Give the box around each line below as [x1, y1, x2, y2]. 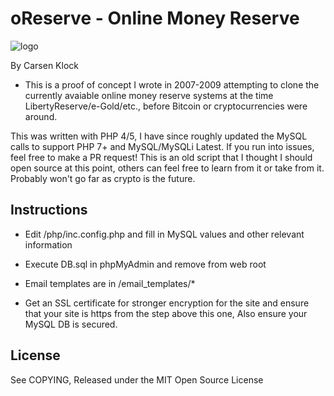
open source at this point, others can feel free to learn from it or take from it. [10, 162, 325, 174]
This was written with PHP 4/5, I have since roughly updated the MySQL [10, 130, 308, 142]
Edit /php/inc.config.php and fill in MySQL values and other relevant [24, 228, 305, 240]
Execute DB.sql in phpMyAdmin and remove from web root [24, 258, 267, 270]
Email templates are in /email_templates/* [24, 277, 196, 289]
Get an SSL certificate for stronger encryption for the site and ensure [24, 297, 310, 309]
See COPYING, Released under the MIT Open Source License [10, 373, 264, 386]
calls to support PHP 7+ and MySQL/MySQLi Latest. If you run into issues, [10, 140, 315, 152]
